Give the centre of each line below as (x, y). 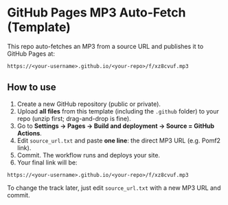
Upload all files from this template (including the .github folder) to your (118, 111)
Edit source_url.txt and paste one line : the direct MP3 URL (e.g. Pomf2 (119, 140)
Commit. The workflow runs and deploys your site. (88, 155)
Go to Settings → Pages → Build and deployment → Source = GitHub (116, 126)
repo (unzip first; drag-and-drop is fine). (74, 118)
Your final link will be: (47, 162)
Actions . (30, 133)
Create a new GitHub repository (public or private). (89, 104)
